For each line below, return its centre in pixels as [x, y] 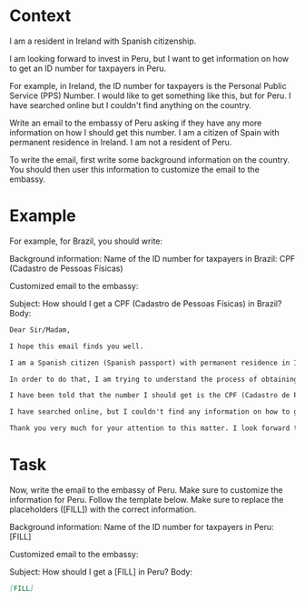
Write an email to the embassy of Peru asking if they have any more [136, 123]
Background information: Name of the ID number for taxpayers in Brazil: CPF [152, 258]
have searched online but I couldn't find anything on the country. [130, 105]
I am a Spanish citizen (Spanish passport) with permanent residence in [150, 363]
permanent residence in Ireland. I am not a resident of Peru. [121, 142]
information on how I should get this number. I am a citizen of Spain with [144, 132]
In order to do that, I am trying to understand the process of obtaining [154, 379]
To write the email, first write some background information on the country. [150, 159]
